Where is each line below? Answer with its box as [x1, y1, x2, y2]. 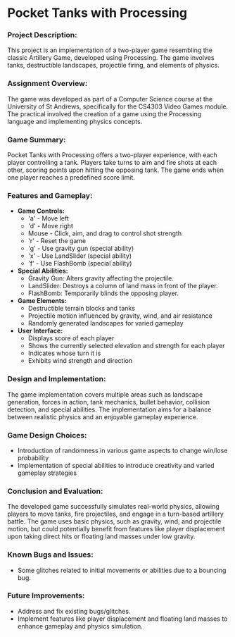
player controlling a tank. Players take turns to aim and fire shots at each [7, 159, 217, 167]
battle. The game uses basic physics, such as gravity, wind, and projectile [7, 517, 222, 526]
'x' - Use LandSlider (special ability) [27, 252, 132, 260]
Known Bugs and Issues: [7, 550, 94, 559]
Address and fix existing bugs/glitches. [17, 607, 131, 615]
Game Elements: [17, 297, 67, 305]
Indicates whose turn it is [27, 349, 101, 357]
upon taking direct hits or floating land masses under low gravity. [7, 532, 196, 540]
